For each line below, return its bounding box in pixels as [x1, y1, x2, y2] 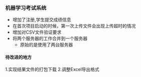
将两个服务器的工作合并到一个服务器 [12, 35, 88, 41]
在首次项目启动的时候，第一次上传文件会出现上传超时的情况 [12, 23, 136, 29]
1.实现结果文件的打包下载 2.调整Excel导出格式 [5, 66, 99, 72]
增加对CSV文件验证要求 [12, 29, 62, 35]
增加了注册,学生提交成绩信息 [12, 16, 71, 23]
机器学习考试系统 [5, 4, 47, 11]
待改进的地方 [5, 54, 32, 60]
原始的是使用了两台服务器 [20, 41, 73, 48]
